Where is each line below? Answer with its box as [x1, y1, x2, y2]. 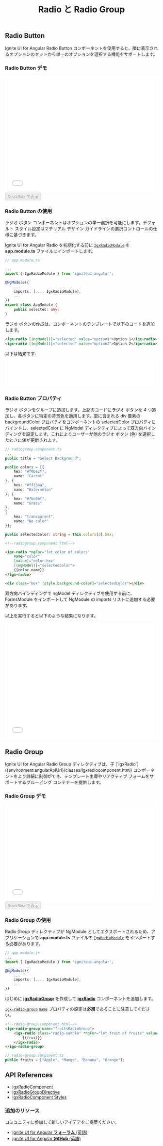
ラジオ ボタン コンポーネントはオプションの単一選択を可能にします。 [5, 220, 143, 226]
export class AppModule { [5, 302, 57, 308]
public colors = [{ [5, 465, 45, 469]
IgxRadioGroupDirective [12, 1089, 60, 1095]
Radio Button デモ [5, 65, 48, 71]
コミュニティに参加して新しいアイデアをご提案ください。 [5, 1119, 120, 1125]
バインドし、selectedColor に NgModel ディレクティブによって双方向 [5, 425, 144, 431]
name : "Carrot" [14, 474, 45, 479]
